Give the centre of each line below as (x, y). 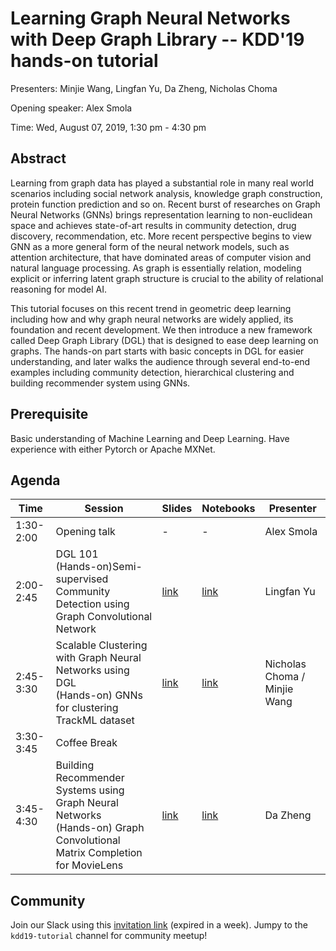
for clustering (87, 708)
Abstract (38, 158)
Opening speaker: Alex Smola (71, 108)
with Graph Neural (98, 658)
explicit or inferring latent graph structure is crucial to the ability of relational (167, 278)
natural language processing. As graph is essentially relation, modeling (156, 268)
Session (104, 509)
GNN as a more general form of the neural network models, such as (150, 246)
